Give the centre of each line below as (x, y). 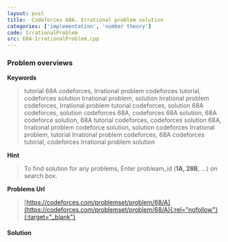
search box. (40, 176)
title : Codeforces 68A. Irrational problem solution (86, 20)
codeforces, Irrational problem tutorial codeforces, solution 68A (114, 106)
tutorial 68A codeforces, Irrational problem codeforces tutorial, (112, 91)
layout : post (26, 13)
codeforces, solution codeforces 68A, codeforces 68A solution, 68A (120, 113)
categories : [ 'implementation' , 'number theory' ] (79, 26)
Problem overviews (40, 63)
